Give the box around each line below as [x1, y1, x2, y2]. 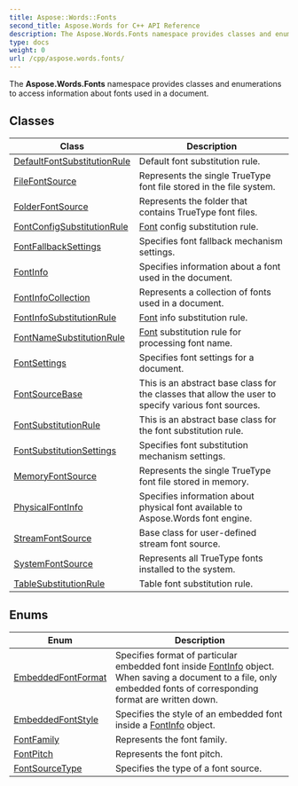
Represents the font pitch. [114, 747, 223, 759]
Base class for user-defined [138, 526, 257, 538]
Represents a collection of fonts [138, 286, 272, 298]
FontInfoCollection [13, 291, 90, 303]
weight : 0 [9, 46, 46, 55]
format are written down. [114, 693, 219, 705]
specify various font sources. [138, 398, 261, 411]
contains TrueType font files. [138, 206, 258, 218]
